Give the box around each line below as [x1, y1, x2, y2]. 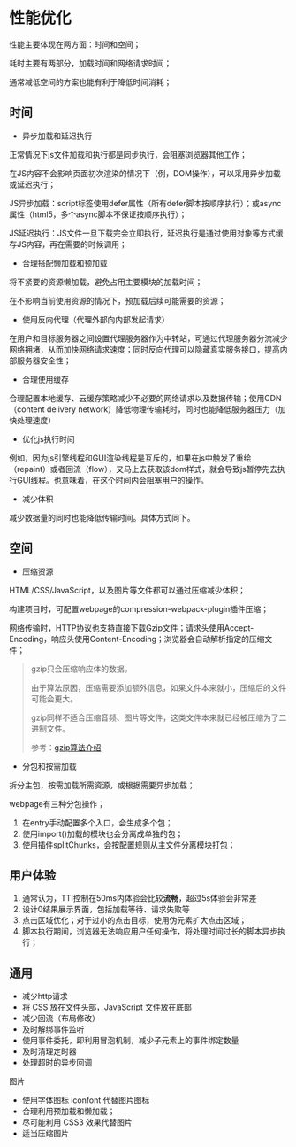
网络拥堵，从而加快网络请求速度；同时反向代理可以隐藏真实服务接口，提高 [9, 344, 280, 354]
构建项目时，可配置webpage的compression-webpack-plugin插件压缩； [9, 603, 269, 614]
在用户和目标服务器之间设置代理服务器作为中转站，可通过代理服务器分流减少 [9, 333, 288, 344]
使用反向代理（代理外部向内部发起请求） [21, 314, 170, 324]
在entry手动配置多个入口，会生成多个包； [21, 817, 174, 828]
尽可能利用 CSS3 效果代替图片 [21, 1117, 133, 1128]
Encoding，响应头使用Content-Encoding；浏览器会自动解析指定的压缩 [9, 633, 265, 644]
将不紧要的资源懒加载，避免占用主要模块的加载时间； [9, 276, 203, 287]
